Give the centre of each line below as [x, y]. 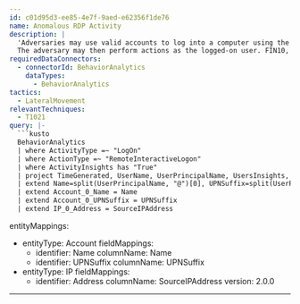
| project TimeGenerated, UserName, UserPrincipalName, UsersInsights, [154, 175]
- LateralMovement [52, 101]
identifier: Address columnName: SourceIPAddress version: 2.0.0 [155, 281]
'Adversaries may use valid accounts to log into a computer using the [154, 42]
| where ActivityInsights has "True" [87, 167]
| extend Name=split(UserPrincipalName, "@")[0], [111, 184]
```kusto [33, 134]
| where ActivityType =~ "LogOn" [79, 150]
